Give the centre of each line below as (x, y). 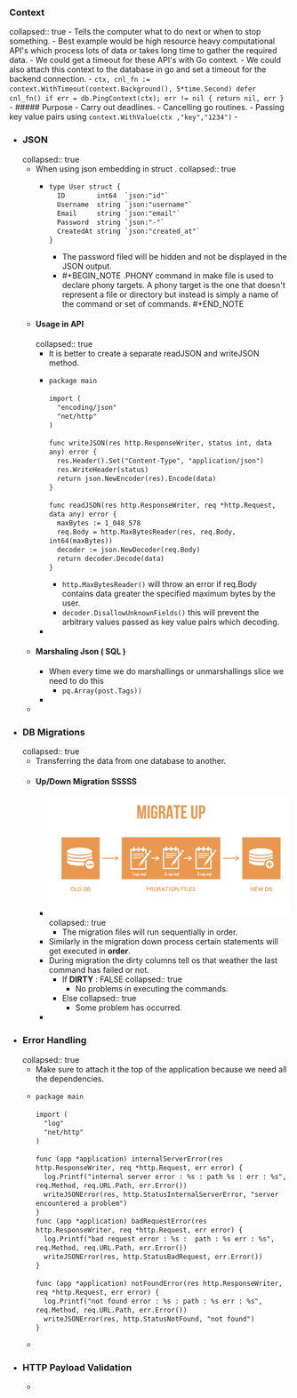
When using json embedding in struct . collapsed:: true (136, 169)
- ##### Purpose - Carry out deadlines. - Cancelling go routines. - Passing (147, 108)
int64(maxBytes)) (80, 541)
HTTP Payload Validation (77, 1367)
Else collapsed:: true (99, 999)
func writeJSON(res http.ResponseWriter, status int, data (161, 443)
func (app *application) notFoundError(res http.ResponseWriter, (159, 1283)
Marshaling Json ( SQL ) (80, 652)
